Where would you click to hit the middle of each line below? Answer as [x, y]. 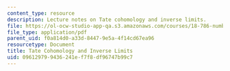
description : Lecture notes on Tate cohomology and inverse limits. [107, 20]
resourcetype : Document [41, 45]
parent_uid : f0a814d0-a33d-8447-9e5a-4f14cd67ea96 [81, 39]
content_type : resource [41, 13]
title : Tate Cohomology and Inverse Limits [70, 51]
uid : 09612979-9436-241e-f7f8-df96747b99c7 [70, 57]
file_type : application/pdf [47, 32]
